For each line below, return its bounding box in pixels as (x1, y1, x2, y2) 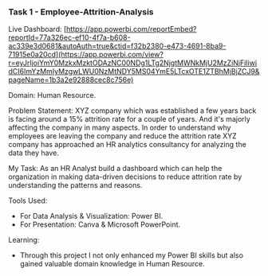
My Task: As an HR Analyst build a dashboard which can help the (8, 164, 223, 173)
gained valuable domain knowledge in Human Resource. (19, 259, 205, 269)
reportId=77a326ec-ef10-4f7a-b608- (8, 33, 131, 42)
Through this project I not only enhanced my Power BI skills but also (19, 251, 243, 260)
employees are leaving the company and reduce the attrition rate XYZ (8, 131, 237, 141)
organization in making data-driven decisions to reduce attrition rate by (8, 172, 242, 181)
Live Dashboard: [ (8, 25, 67, 34)
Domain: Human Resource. (8, 91, 97, 100)
